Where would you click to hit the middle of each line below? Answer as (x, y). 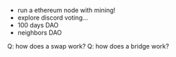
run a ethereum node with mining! (67, 10)
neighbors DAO (39, 32)
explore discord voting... (52, 18)
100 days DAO (38, 25)
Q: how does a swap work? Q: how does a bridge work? (88, 46)
